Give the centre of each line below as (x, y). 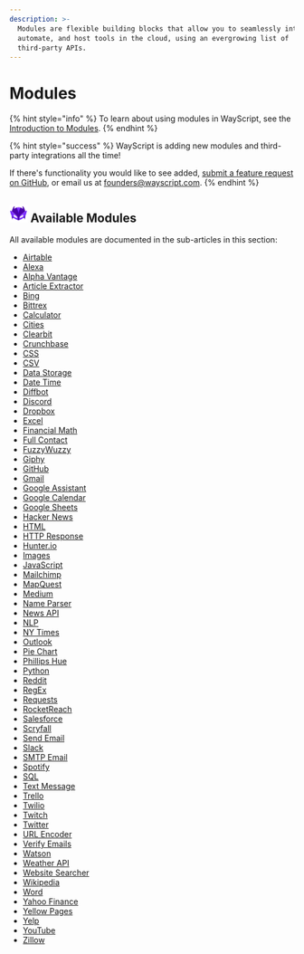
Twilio (33, 805)
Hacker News (48, 517)
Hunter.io (39, 546)
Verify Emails (47, 844)
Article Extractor (53, 286)
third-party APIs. (52, 48)
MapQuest (42, 584)
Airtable (37, 257)
